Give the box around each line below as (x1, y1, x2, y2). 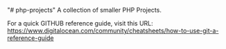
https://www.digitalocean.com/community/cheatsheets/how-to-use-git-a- (7, 27, 219, 35)
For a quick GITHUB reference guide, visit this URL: (7, 19, 154, 27)
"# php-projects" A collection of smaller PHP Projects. (7, 6, 162, 14)
